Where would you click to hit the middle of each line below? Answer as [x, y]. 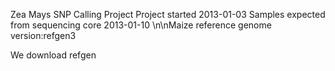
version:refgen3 [43, 35]
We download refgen [53, 55]
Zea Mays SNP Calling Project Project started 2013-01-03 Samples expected [168, 14]
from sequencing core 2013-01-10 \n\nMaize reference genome [141, 25]
